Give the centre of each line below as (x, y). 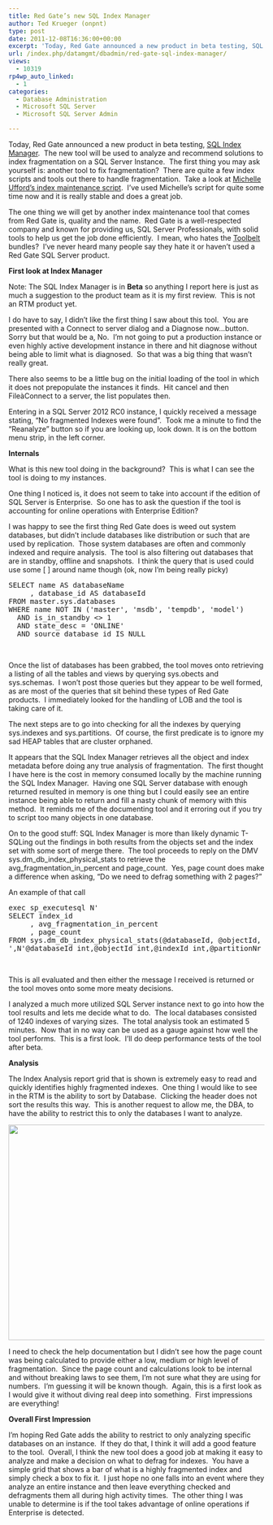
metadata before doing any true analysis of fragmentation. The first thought (136, 766)
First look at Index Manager (56, 271)
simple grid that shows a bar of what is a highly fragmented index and (125, 1469)
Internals (24, 453)
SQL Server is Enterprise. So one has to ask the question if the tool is (125, 502)
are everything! (34, 1403)
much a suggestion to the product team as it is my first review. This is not (132, 295)
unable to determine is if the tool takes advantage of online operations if (129, 1504)
